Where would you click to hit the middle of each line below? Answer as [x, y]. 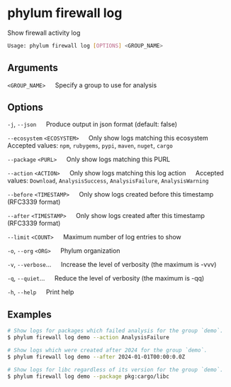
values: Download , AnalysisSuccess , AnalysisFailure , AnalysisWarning [108, 181]
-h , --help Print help [41, 292]
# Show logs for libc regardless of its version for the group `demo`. [115, 370]
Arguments [33, 68]
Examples [29, 314]
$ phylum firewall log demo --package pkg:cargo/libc [89, 376]
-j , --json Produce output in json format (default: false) [92, 124]
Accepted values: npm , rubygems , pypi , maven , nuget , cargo [90, 146]
